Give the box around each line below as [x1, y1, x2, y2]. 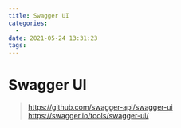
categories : [8, 19, 48, 27]
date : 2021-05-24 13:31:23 [8, 34, 98, 42]
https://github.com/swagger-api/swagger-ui [27, 102, 173, 112]
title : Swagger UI [8, 11, 69, 20]
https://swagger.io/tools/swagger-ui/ [27, 111, 149, 121]
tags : [8, 42, 26, 50]
